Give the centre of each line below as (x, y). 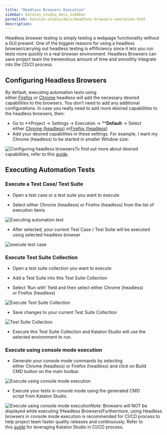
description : (19, 24)
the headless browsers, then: (35, 113)
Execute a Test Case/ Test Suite (44, 184)
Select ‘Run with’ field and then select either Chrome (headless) (78, 287)
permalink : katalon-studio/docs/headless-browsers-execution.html (76, 19)
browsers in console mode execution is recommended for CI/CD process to (83, 416)
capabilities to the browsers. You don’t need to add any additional (73, 103)
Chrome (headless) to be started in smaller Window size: (71, 139)
